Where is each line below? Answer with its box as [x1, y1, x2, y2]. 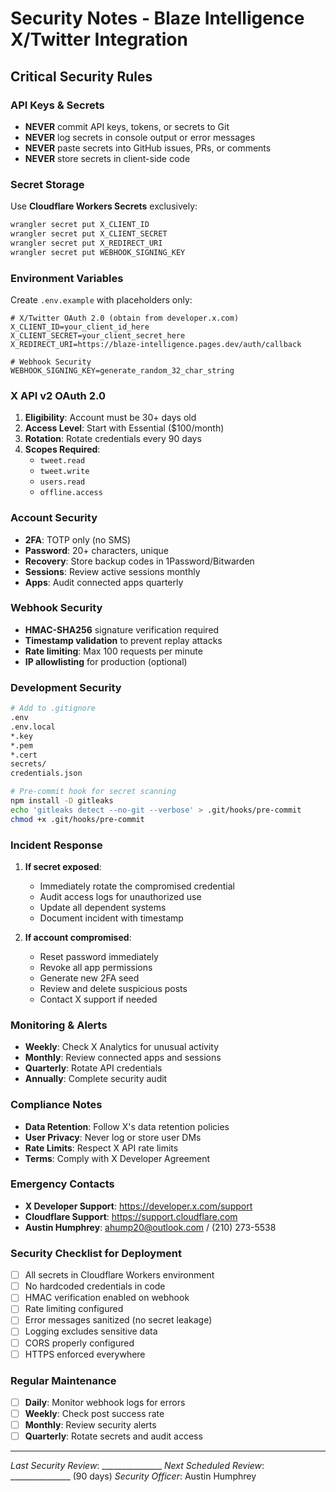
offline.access [39, 488, 103, 498]
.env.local [10, 722, 56, 732]
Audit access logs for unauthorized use [39, 890, 202, 902]
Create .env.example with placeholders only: [10, 293, 193, 306]
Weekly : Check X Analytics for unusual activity [24, 1041, 220, 1053]
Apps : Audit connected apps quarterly [24, 576, 184, 588]
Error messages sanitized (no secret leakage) [24, 1314, 213, 1326]
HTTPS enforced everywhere [24, 1348, 146, 1360]
